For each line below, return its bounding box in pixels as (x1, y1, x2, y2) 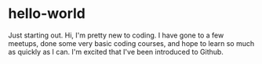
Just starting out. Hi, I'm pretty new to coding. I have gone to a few (8, 30, 224, 40)
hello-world (8, 5, 86, 23)
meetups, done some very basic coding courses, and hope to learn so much (8, 38, 255, 48)
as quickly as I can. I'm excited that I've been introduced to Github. (8, 47, 224, 56)
